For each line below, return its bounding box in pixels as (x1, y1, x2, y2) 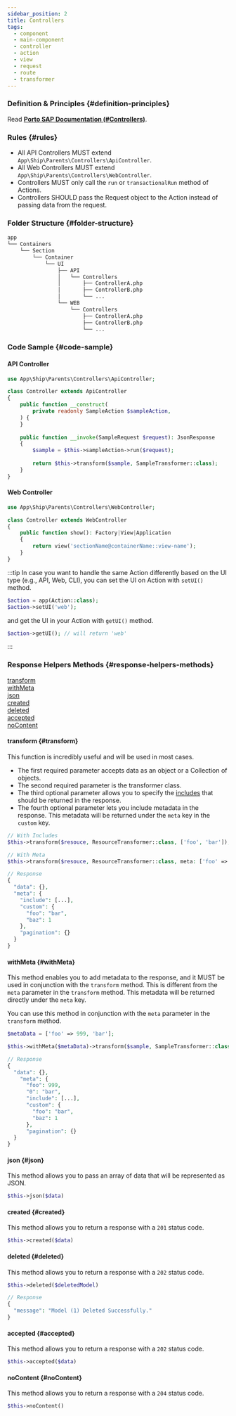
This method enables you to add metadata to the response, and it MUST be (7, 973, 225, 981)
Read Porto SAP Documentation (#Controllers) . (7, 115, 147, 123)
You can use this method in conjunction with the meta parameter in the (7, 1010, 211, 1018)
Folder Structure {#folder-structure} (7, 218, 134, 228)
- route (13, 69, 37, 76)
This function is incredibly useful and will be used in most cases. (7, 752, 195, 761)
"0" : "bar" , (25, 1088, 61, 1095)
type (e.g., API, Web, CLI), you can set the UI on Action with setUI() (7, 576, 204, 584)
